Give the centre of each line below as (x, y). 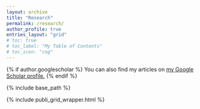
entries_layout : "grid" (37, 35)
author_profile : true (34, 29)
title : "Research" (30, 18)
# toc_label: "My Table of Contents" (54, 47)
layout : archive (27, 12)
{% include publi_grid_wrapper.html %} (56, 99)
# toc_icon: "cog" (30, 52)
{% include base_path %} (39, 88)
